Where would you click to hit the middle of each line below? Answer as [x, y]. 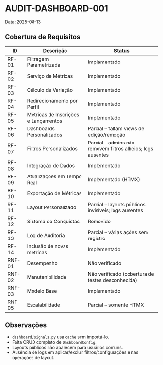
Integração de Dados [51, 165]
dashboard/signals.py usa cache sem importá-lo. [60, 337]
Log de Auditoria [46, 235]
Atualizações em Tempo [54, 176]
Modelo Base [42, 291]
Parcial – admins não [111, 143]
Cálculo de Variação [50, 90]
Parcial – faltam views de [116, 128]
